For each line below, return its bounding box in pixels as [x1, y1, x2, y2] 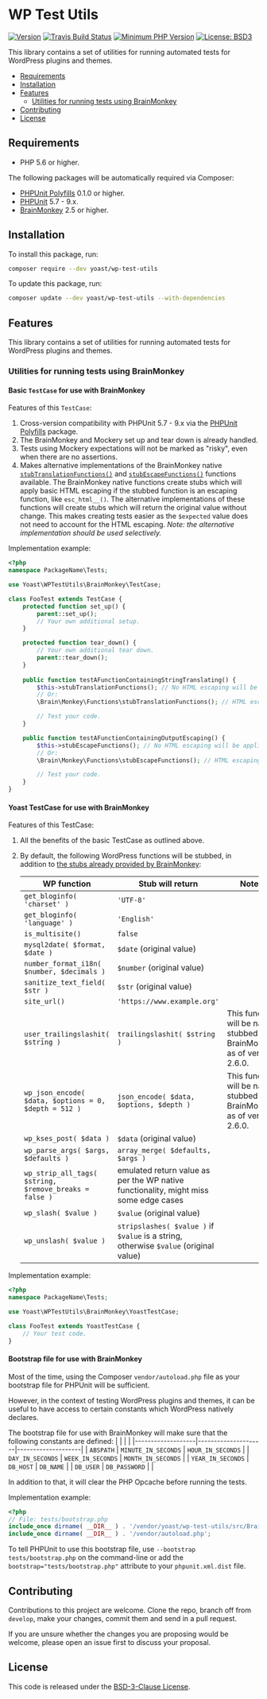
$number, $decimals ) [23, 967, 106, 977]
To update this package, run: [8, 279, 103, 288]
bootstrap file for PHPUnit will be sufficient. [8, 1380, 150, 1390]
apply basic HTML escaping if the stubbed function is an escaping [19, 486, 238, 496]
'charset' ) [23, 900, 69, 909]
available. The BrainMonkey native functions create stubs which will [19, 478, 242, 487]
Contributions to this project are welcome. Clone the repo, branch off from [8, 1605, 252, 1615]
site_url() [23, 997, 65, 1006]
